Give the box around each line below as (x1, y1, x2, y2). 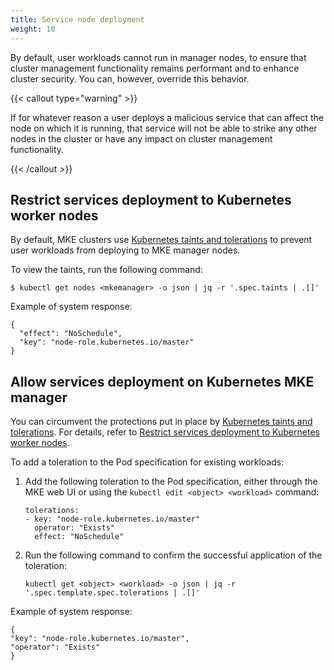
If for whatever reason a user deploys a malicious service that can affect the (10, 111, 325, 123)
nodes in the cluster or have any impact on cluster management (10, 132, 273, 145)
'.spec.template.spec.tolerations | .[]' (24, 588, 200, 598)
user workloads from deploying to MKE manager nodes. (10, 244, 241, 256)
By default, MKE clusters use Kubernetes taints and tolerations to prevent (10, 234, 313, 246)
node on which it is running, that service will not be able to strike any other (10, 122, 318, 134)
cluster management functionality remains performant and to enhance (10, 62, 300, 74)
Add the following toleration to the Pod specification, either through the (24, 476, 318, 488)
